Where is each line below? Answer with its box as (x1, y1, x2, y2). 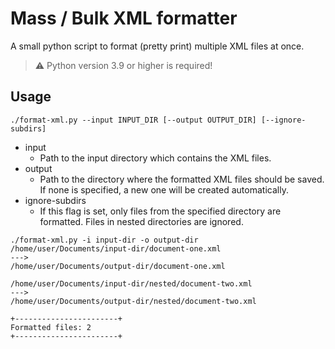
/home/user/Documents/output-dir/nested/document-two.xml (10, 296, 257, 306)
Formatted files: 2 (10, 322, 92, 332)
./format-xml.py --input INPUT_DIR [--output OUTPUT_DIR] (10, 115, 257, 125)
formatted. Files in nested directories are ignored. (39, 215, 244, 227)
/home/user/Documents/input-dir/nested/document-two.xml (10, 278, 253, 289)
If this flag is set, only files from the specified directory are (39, 205, 282, 217)
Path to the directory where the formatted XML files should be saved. (39, 173, 325, 185)
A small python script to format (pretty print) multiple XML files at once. (10, 40, 305, 52)
